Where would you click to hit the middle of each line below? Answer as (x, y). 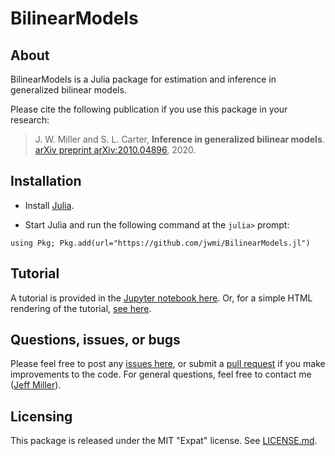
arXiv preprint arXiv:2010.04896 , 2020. (115, 150)
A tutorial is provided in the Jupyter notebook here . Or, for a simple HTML (161, 298)
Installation (46, 181)
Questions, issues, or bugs (95, 340)
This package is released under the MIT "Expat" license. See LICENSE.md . (164, 441)
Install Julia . (49, 205)
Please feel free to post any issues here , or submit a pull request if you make (168, 364)
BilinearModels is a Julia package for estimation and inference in (143, 79)
